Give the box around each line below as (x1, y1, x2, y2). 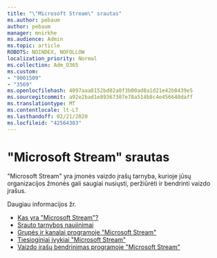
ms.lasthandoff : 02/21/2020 (7, 113, 88, 120)
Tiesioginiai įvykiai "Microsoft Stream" (17, 236, 126, 244)
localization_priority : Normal (7, 55, 97, 62)
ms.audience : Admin (7, 36, 64, 43)
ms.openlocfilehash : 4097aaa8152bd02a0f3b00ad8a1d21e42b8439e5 (7, 87, 194, 94)
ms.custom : (7, 68, 39, 75)
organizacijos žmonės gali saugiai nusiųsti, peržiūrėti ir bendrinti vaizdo (7, 179, 211, 187)
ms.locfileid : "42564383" (7, 119, 82, 127)
